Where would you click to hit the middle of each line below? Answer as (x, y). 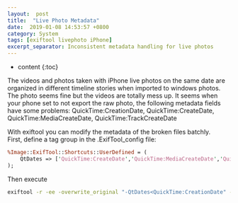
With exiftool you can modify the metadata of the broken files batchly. (109, 132)
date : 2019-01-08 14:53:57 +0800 (58, 27)
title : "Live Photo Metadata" (53, 21)
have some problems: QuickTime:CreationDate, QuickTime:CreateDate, (111, 111)
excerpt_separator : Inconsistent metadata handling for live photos (110, 47)
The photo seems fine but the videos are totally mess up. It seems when (113, 95)
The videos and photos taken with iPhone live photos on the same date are (116, 81)
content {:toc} (38, 67)
